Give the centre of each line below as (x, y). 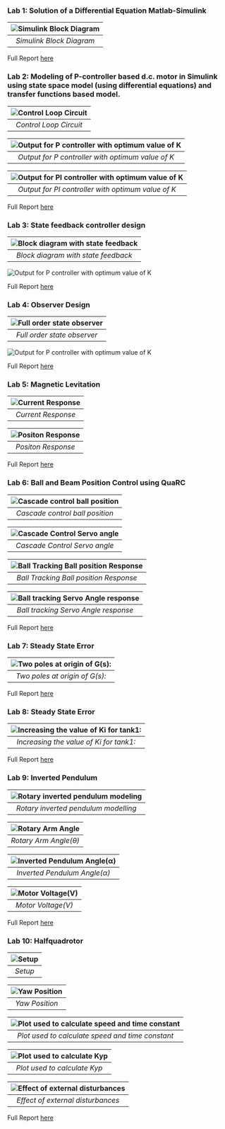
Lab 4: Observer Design (49, 304)
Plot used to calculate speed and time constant (96, 1036)
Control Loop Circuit (49, 125)
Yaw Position (37, 1003)
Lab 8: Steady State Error (51, 712)
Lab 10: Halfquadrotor (45, 941)
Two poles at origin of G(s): (61, 676)
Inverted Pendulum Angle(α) (63, 873)
